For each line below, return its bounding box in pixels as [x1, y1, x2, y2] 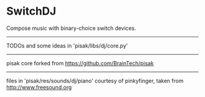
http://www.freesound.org [6, 84, 72, 91]
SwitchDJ [6, 4, 57, 18]
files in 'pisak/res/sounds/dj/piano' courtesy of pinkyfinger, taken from [6, 77, 184, 84]
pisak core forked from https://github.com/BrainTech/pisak [6, 59, 154, 66]
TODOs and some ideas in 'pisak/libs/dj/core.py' [6, 41, 128, 49]
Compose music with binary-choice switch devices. [6, 24, 136, 32]
